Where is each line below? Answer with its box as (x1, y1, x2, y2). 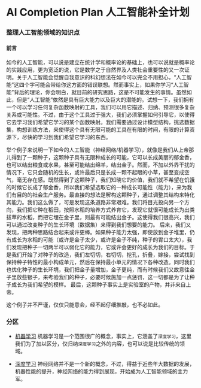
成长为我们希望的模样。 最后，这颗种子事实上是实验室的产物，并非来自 (11, 281, 186, 288)
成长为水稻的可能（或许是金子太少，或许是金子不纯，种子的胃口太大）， (11, 236, 187, 243)
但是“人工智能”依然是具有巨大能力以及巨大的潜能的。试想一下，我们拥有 (16, 96, 194, 104)
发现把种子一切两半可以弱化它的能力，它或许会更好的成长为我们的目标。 (11, 244, 190, 251)
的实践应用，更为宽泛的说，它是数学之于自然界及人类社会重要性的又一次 (6, 66, 184, 74)
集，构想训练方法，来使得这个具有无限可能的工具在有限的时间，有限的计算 (6, 126, 190, 134)
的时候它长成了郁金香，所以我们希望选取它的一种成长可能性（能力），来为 (6, 184, 187, 191)
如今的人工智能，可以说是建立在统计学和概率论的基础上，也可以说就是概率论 (6, 59, 195, 66)
